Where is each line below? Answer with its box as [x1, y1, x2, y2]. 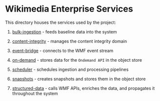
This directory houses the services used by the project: [5, 19, 116, 25]
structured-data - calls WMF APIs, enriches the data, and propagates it [12, 85, 155, 91]
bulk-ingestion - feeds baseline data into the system [12, 29, 117, 34]
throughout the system [12, 90, 58, 96]
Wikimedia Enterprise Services [5, 3, 133, 15]
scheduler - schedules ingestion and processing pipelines [12, 67, 129, 72]
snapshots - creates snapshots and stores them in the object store [12, 76, 146, 82]
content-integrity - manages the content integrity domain [12, 38, 127, 44]
